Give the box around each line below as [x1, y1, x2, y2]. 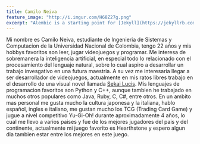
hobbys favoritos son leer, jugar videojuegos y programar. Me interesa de [6, 49, 186, 56]
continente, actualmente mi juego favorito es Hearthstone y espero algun [6, 124, 186, 132]
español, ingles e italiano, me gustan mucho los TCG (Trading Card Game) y [6, 105, 192, 113]
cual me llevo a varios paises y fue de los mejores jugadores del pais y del [6, 118, 189, 126]
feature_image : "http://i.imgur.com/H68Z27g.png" [6, 14, 132, 20]
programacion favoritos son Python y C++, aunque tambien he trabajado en [6, 87, 192, 94]
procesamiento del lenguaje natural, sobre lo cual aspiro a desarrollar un [6, 61, 184, 68]
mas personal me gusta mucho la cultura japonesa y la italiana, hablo [6, 99, 176, 107]
